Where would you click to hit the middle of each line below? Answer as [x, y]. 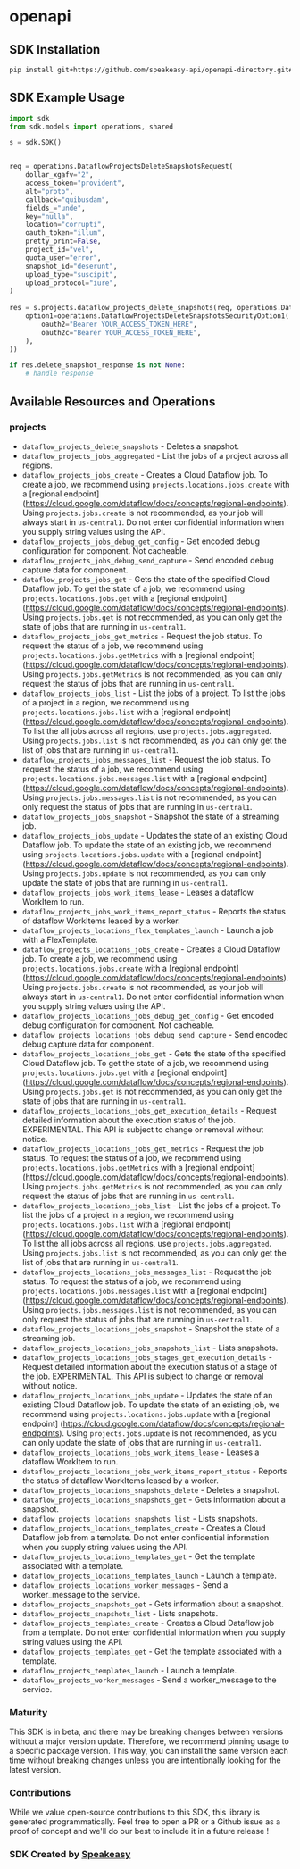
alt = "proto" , [50, 191]
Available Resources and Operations [112, 401]
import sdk [29, 118]
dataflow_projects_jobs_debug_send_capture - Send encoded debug [148, 560]
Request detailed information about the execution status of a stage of [150, 1366]
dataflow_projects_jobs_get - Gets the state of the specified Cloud [146, 579]
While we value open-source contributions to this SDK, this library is [135, 1812]
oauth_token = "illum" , [65, 233]
